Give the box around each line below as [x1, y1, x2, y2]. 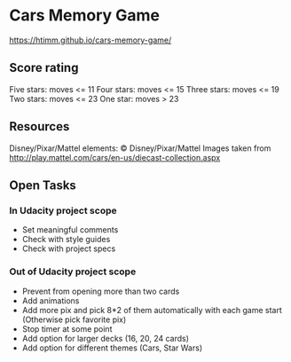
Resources [9, 119, 70, 134]
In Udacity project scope [9, 204, 117, 216]
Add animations [21, 295, 80, 306]
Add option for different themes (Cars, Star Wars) [21, 342, 202, 353]
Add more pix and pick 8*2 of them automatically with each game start [21, 304, 282, 315]
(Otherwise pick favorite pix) [21, 314, 127, 325]
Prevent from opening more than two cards [21, 286, 180, 296]
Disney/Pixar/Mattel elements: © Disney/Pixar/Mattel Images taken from [9, 143, 271, 153]
